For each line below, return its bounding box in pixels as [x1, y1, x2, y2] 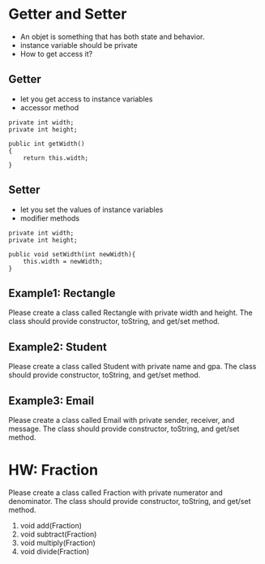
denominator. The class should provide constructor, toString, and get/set [8, 496, 251, 506]
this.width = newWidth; [23, 257, 104, 265]
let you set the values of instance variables [19, 205, 164, 214]
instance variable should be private [19, 40, 138, 50]
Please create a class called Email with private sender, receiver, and [8, 415, 235, 424]
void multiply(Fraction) [19, 537, 96, 548]
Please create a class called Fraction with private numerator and [8, 488, 223, 497]
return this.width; [23, 153, 89, 162]
